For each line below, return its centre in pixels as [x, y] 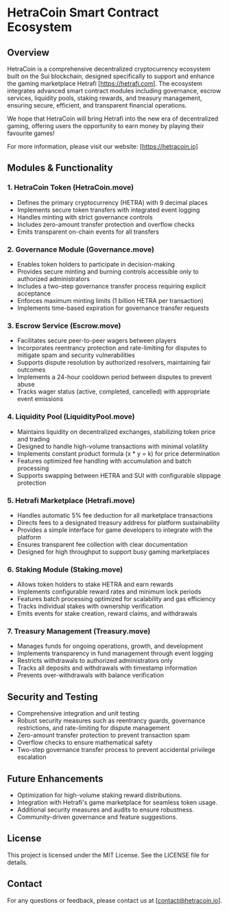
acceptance [34, 293]
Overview [28, 52]
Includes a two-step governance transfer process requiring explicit [111, 286]
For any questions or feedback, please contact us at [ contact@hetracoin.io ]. [115, 900]
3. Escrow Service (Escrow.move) [64, 326]
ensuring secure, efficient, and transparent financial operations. [97, 105]
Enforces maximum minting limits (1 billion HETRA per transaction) [110, 300]
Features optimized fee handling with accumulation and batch [104, 461]
